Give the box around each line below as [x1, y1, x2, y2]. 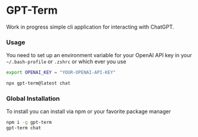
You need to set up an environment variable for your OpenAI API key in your [6, 52, 193, 59]
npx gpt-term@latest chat [6, 80, 70, 86]
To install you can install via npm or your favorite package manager [6, 108, 171, 115]
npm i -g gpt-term [6, 120, 52, 126]
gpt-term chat [6, 125, 42, 131]
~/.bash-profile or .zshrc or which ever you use [6, 58, 126, 66]
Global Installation [6, 94, 60, 102]
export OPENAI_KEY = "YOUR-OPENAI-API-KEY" [6, 70, 116, 76]
